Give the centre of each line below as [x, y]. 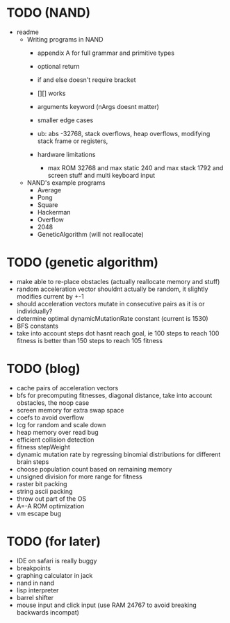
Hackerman [54, 212]
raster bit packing [42, 483]
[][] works [51, 93]
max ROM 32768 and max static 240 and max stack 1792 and [135, 167]
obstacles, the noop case [53, 402]
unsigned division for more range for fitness [80, 476]
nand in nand [35, 583]
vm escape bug [39, 513]
